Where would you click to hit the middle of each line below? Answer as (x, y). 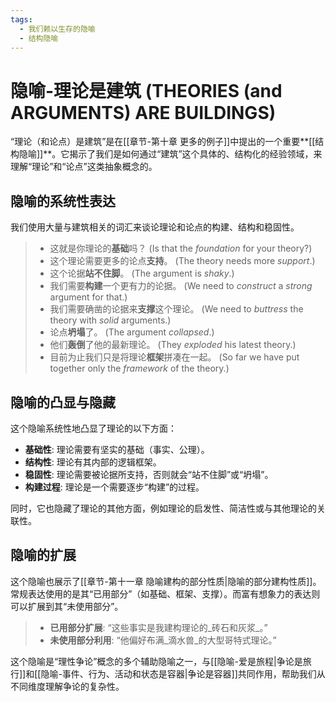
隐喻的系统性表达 (63, 201)
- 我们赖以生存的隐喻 (57, 29)
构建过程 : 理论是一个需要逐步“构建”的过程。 (114, 487)
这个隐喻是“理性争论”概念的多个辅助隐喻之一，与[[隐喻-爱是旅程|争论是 (156, 661)
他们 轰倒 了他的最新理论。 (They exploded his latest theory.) (173, 345)
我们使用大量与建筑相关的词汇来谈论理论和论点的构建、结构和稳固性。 (155, 227)
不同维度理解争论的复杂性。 (67, 686)
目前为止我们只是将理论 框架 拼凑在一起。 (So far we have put (174, 357)
